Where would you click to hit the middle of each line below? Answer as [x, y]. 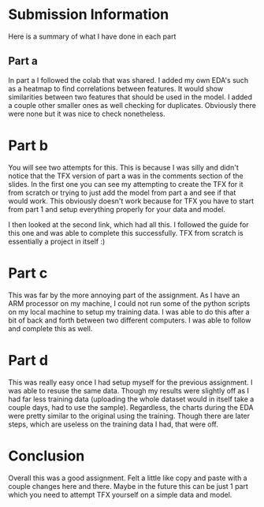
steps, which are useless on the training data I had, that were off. [113, 424]
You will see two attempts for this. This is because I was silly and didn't [123, 167]
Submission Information [89, 15]
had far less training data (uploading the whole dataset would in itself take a [131, 399]
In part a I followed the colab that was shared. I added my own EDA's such [128, 80]
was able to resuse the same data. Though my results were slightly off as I [129, 390]
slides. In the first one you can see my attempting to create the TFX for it [126, 184]
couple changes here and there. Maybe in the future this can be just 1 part [128, 486]
